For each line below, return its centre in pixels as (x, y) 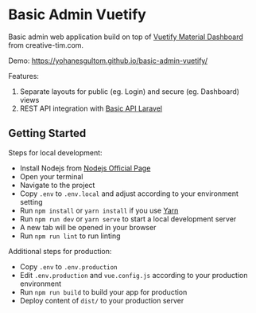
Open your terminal (51, 176)
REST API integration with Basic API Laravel (91, 108)
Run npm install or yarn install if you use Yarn (99, 210)
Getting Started (47, 133)
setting (31, 201)
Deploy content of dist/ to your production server (102, 300)
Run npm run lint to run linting (70, 236)
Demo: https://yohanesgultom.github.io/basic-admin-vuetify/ (108, 61)
